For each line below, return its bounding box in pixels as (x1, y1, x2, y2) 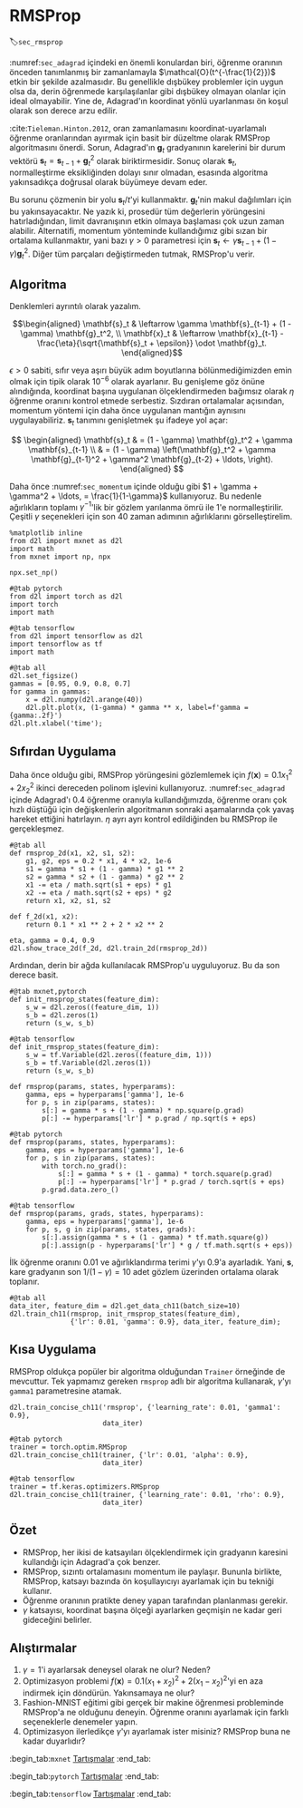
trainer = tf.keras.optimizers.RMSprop (9, 1482, 160, 1492)
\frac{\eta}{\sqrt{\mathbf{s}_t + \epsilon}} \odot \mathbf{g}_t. (37, 337, 267, 349)
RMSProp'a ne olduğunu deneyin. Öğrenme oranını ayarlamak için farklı (22, 1706, 289, 1717)
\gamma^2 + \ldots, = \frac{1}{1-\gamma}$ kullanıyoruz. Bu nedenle (9, 491, 262, 501)
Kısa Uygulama (9, 1342, 97, 1357)
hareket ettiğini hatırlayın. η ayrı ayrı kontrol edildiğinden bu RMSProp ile (9, 813, 278, 824)
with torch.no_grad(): (42, 1162, 128, 1171)
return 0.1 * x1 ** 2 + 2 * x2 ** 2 (25, 919, 165, 929)
